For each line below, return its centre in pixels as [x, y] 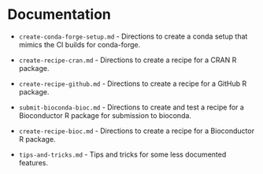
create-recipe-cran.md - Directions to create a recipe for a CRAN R [128, 60]
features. [33, 162]
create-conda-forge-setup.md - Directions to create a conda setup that [133, 36]
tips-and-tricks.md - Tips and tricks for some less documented [122, 154]
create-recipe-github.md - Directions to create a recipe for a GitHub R [133, 83]
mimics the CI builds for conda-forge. [80, 44]
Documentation [59, 15]
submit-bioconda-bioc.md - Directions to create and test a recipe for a [131, 107]
